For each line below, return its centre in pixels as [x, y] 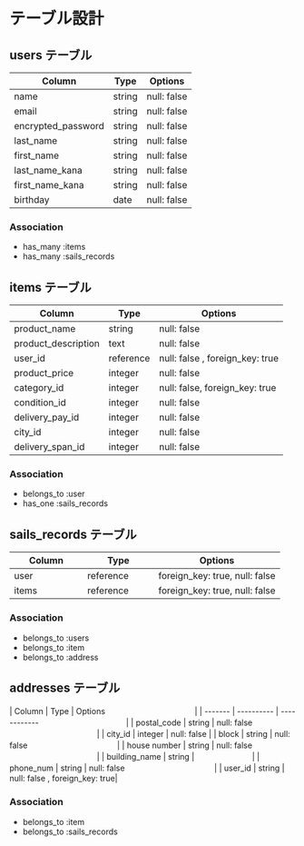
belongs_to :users [56, 638]
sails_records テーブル [74, 534]
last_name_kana [49, 170]
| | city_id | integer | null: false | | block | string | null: [193, 734]
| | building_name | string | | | [178, 757]
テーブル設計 [57, 19]
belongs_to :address [60, 657]
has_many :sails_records [69, 256]
